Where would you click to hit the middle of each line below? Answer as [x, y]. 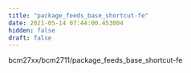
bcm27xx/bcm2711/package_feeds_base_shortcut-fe [95, 60]
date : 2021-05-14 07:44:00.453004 [66, 23]
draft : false [30, 38]
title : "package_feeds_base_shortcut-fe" [79, 15]
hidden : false [32, 30]
